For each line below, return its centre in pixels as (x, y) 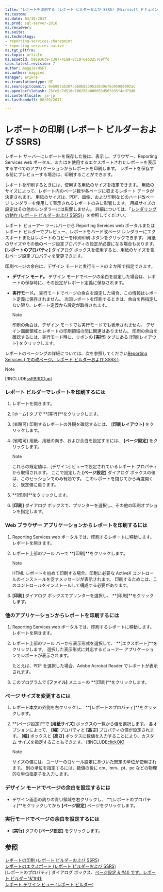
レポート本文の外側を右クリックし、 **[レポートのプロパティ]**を (78, 707)
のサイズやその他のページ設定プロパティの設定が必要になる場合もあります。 (81, 244)
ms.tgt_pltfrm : (20, 50)
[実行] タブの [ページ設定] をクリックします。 (57, 831)
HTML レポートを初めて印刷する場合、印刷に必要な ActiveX (72, 573)
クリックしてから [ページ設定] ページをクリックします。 (82, 805)
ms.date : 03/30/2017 (26, 18)
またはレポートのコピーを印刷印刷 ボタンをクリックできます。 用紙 (89, 238)
